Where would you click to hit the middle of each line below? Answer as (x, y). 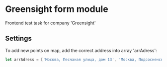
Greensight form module (57, 9)
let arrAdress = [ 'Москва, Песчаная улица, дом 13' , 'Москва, (71, 60)
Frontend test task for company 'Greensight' (50, 23)
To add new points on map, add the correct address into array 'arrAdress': (81, 50)
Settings (19, 38)
